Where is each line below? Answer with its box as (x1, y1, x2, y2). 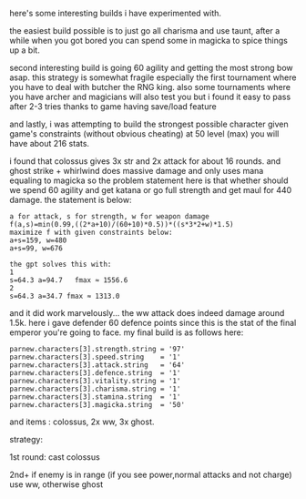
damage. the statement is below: (9, 195, 132, 205)
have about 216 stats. (9, 138, 89, 148)
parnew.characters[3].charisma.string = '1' (9, 384, 181, 393)
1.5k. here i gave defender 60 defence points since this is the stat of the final (9, 318, 297, 328)
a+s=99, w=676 (9, 244, 64, 253)
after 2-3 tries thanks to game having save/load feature (9, 101, 217, 112)
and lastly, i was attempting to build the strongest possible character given (9, 118, 289, 129)
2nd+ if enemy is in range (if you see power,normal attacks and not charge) (9, 469, 293, 480)
